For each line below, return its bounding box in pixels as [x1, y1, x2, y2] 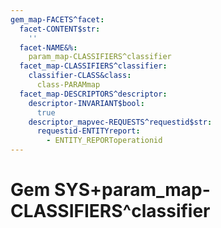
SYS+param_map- [53, 179, 211, 201]
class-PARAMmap [36, 80, 101, 90]
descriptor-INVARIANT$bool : [28, 98, 145, 108]
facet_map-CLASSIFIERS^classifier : [19, 61, 168, 71]
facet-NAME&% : [19, 42, 78, 53]
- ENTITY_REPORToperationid [46, 136, 163, 146]
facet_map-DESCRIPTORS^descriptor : [19, 89, 168, 99]
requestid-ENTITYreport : [36, 126, 141, 136]
